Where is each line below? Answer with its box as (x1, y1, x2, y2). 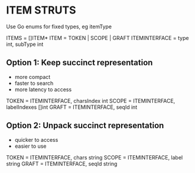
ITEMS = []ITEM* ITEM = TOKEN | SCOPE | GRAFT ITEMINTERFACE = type (6, 34, 189, 41)
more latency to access (14, 86, 72, 93)
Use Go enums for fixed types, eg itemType (6, 23, 112, 30)
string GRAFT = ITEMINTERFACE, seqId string (6, 160, 118, 167)
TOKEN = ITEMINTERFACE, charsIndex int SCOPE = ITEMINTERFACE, (6, 97, 175, 104)
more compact (14, 73, 51, 80)
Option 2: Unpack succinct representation (6, 121, 164, 131)
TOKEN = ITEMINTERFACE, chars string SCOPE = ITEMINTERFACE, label (6, 154, 183, 161)
